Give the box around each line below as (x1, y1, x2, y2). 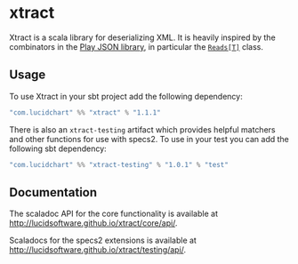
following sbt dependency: (9, 143, 107, 154)
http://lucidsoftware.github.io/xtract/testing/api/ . (9, 244, 187, 255)
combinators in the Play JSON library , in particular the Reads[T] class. (9, 41, 264, 52)
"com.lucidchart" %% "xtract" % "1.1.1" (9, 108, 162, 117)
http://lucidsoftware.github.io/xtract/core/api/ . (9, 218, 178, 228)
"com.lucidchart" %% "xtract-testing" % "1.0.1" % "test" (9, 160, 229, 169)
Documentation (9, 185, 98, 200)
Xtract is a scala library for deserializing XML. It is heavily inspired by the (9, 32, 276, 43)
